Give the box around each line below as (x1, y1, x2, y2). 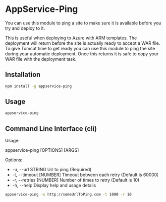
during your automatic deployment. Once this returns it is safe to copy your (5, 51, 159, 57)
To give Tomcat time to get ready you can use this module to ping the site (5, 45, 155, 51)
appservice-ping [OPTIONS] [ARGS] (5, 147, 79, 153)
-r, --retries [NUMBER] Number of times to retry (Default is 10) (12, 177, 140, 183)
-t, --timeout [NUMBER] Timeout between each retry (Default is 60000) (12, 172, 159, 178)
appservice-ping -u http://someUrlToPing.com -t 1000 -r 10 (5, 192, 132, 197)
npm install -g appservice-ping (5, 84, 72, 89)
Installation (5, 71, 41, 79)
